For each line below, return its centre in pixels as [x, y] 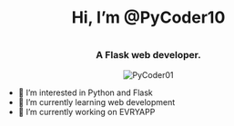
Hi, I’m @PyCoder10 [148, 18]
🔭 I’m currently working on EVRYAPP [86, 111]
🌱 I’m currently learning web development [97, 102]
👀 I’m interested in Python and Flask [85, 92]
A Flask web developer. [148, 55]
